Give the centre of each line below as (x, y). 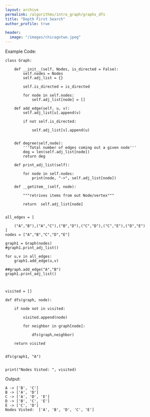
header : (13, 33)
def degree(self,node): (39, 143)
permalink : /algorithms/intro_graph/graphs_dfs (55, 14)
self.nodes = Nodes (43, 74)
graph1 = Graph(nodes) (29, 243)
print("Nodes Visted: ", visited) (41, 370)
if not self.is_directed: (50, 121)
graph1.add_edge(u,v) (36, 261)
